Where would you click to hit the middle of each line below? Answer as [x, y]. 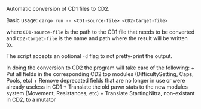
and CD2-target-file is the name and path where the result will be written [97, 38]
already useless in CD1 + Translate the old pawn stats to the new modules [97, 87]
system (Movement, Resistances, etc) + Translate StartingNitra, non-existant [100, 93]
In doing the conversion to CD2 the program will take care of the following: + [100, 68]
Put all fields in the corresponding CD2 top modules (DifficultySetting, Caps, [100, 74]
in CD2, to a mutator [31, 99]
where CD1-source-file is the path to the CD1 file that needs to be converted [100, 32]
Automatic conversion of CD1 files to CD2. [58, 9]
